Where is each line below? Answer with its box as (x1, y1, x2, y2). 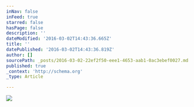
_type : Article (6, 74, 44, 80)
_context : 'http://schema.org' (6, 68, 83, 74)
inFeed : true (6, 14, 38, 20)
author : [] (6, 52, 33, 58)
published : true (6, 63, 46, 69)
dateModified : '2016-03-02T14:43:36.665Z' (6, 36, 112, 42)
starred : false (6, 19, 44, 25)
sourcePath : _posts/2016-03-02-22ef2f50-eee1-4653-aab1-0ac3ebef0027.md (6, 57, 189, 63)
